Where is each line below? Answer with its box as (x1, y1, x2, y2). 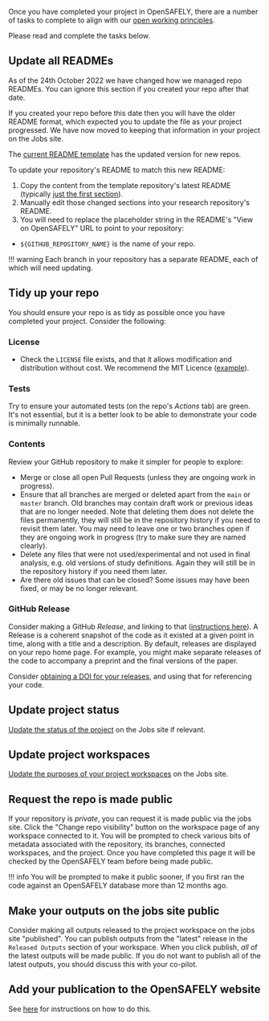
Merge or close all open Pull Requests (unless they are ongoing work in (19, 472, 255, 482)
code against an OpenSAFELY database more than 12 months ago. (8, 880, 228, 891)
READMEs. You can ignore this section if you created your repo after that (8, 84, 249, 93)
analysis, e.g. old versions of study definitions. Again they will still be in (19, 558, 255, 568)
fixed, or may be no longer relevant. (19, 583, 139, 593)
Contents (8, 438, 46, 449)
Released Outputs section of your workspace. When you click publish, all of (8, 942, 259, 952)
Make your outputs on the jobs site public (8, 904, 220, 917)
